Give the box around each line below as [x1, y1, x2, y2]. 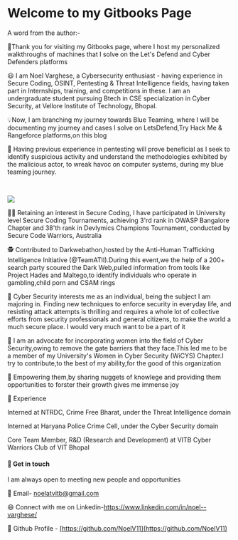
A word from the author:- [7, 28, 80, 37]
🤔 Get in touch [7, 459, 50, 468]
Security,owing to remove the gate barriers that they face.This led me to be [7, 343, 227, 352]
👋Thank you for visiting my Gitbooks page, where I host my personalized [7, 42, 220, 51]
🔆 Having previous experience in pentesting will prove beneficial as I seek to [7, 145, 231, 153]
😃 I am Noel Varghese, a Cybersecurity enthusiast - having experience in [7, 71, 223, 80]
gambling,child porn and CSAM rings [7, 278, 116, 286]
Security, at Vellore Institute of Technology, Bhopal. [7, 101, 158, 110]
